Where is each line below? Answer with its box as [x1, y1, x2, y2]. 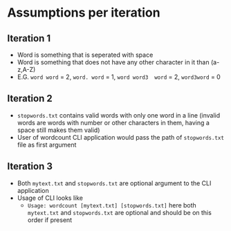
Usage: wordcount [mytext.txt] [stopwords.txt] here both [27, 201, 197, 209]
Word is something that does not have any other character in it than [17, 58, 210, 66]
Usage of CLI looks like [17, 194, 84, 202]
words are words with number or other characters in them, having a [17, 118, 210, 127]
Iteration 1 [7, 33, 51, 44]
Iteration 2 [7, 93, 53, 104]
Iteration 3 [7, 160, 53, 172]
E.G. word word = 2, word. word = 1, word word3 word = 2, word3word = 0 [17, 73, 221, 81]
